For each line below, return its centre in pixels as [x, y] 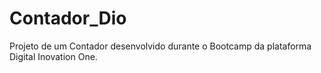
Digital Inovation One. [53, 56]
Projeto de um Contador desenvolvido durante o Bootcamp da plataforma [160, 46]
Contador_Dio [68, 18]
